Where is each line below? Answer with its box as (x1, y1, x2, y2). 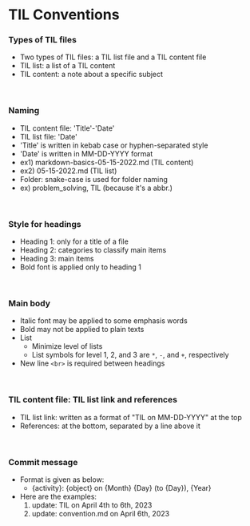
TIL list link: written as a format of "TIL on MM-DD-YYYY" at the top (19, 412, 242, 422)
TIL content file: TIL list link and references (8, 394, 178, 406)
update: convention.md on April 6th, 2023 (31, 508, 170, 518)
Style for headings (8, 218, 81, 229)
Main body (8, 298, 50, 309)
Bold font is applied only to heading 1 (19, 262, 141, 272)
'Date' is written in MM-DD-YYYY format (19, 148, 153, 158)
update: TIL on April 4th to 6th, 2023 (31, 500, 153, 510)
